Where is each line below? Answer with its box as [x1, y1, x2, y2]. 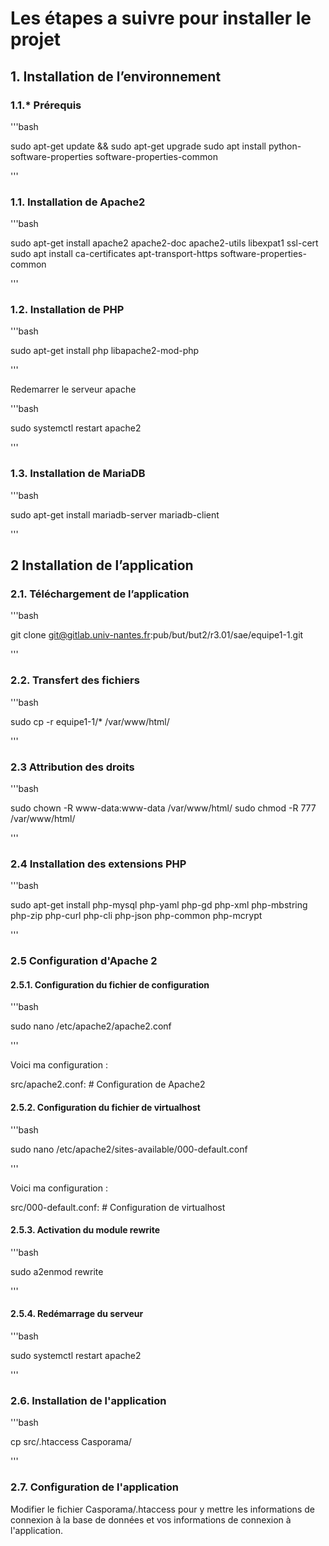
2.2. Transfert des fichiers [10, 673, 140, 687]
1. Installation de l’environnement [10, 68, 222, 85]
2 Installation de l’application [10, 557, 194, 574]
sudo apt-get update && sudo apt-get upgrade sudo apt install [10, 140, 267, 152]
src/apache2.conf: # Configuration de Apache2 [10, 1078, 206, 1091]
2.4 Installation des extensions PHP [10, 857, 187, 871]
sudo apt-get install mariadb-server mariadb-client [10, 508, 220, 521]
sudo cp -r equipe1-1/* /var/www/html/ [10, 715, 170, 727]
